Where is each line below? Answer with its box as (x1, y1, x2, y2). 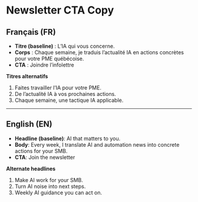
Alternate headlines (6, 165, 56, 172)
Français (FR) (6, 27, 56, 37)
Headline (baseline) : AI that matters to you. (14, 135, 121, 142)
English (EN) (6, 119, 52, 130)
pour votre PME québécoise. (14, 55, 84, 62)
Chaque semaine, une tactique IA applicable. (14, 97, 124, 104)
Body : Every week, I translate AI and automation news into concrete (14, 141, 180, 148)
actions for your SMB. (14, 147, 68, 154)
